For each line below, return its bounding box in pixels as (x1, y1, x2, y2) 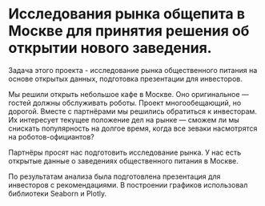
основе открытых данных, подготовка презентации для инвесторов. (8, 74, 243, 83)
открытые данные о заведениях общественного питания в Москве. (8, 156, 239, 165)
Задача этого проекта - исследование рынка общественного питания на (8, 65, 258, 75)
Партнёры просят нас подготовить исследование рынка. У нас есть (8, 147, 242, 157)
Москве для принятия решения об (8, 22, 250, 40)
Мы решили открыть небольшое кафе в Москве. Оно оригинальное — (8, 89, 250, 99)
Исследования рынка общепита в (8, 5, 246, 23)
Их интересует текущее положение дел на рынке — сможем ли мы (8, 115, 240, 124)
